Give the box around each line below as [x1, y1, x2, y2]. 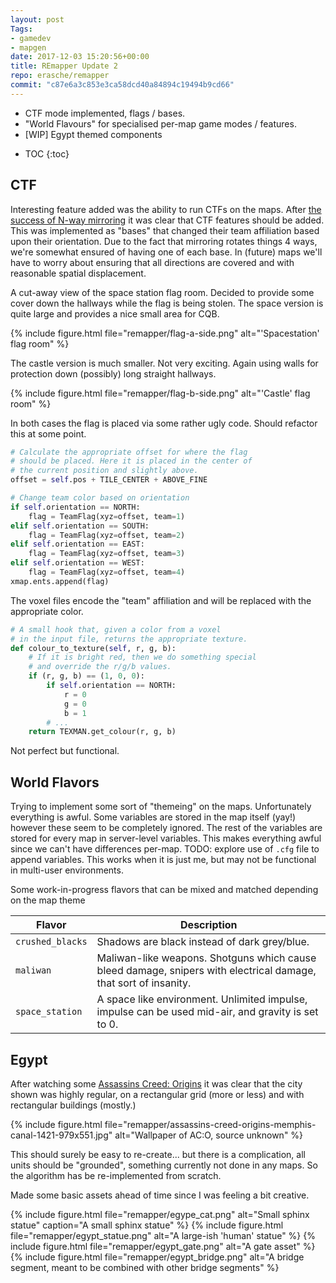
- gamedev [10, 33, 52, 43]
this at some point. [10, 427, 87, 440]
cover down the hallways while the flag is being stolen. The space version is [10, 297, 324, 309]
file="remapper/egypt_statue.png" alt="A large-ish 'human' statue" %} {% [10, 1229, 316, 1241]
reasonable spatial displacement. [10, 267, 147, 279]
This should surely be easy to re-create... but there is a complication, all [10, 1148, 306, 1160]
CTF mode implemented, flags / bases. [24, 107, 186, 119]
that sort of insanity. [96, 976, 192, 990]
